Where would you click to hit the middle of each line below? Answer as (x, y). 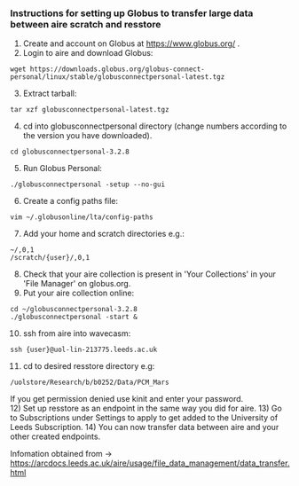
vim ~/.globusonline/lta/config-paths (82, 217)
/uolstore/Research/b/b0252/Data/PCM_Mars (90, 383)
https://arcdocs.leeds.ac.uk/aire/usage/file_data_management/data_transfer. (150, 463)
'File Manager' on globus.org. (77, 284)
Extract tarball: (50, 94)
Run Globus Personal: (63, 169)
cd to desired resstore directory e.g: (89, 366)
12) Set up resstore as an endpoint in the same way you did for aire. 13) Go (146, 408)
